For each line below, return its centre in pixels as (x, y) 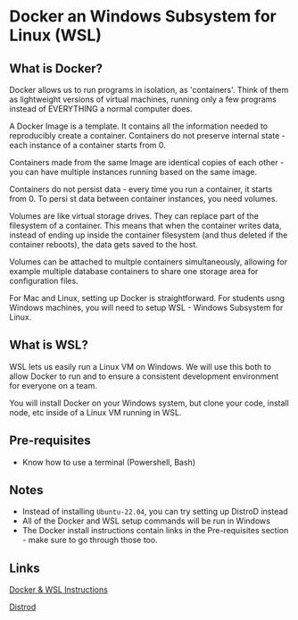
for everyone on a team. (54, 385)
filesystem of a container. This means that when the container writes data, (145, 226)
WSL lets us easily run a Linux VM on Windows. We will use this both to (141, 366)
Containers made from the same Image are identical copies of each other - (147, 162)
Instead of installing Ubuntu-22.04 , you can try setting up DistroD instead (155, 512)
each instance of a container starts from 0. (88, 145)
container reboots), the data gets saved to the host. (103, 244)
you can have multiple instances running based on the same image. (133, 172)
